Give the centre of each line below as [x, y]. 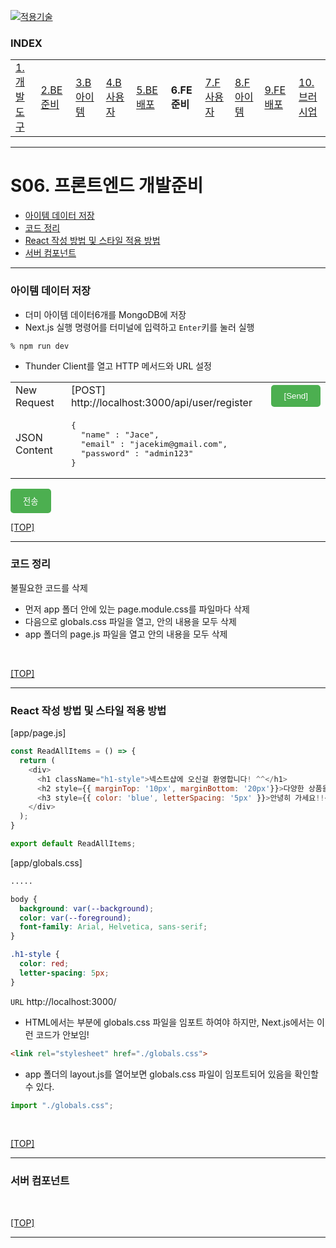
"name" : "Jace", [120, 434]
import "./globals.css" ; [62, 1105]
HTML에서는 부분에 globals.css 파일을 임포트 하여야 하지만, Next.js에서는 [169, 1022]
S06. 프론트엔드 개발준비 [107, 186]
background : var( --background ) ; [87, 908]
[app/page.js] [38, 733]
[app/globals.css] [46, 862]
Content [34, 450]
